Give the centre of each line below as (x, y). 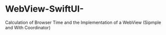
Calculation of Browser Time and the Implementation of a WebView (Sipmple (83, 22)
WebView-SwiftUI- (45, 9)
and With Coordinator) (28, 27)
